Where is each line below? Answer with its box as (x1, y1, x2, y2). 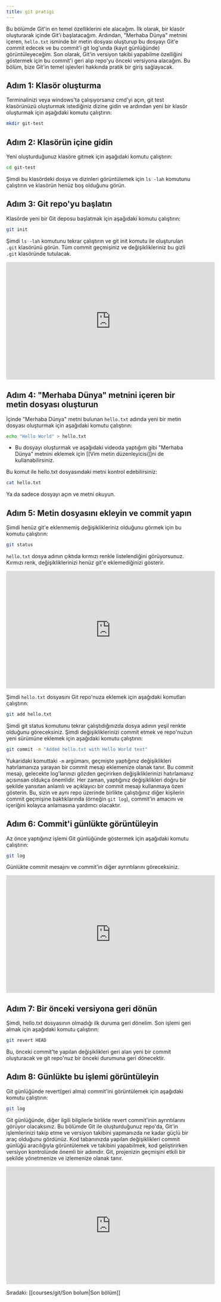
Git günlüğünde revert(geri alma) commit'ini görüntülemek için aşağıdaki (6, 1087, 183, 1095)
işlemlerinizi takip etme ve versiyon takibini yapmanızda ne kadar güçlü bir (6, 1129, 189, 1136)
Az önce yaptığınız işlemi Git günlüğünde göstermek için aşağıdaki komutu (6, 835, 189, 842)
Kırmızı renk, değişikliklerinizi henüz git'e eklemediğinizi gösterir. (6, 559, 165, 566)
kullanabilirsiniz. (14, 457, 55, 464)
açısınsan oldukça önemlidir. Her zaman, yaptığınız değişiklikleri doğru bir (6, 776, 186, 783)
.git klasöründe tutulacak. (6, 250, 71, 257)
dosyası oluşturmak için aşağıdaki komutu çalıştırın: (6, 422, 133, 429)
